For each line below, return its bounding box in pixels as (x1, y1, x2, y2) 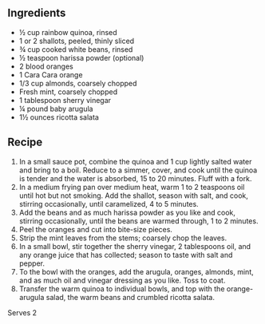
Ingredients (7, 6, 66, 20)
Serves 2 (7, 307, 38, 318)
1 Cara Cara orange (18, 69, 83, 79)
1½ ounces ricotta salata (18, 112, 99, 122)
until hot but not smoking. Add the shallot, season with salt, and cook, (18, 191, 249, 200)
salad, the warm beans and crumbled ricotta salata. (45, 292, 215, 302)
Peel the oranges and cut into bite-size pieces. (18, 224, 173, 234)
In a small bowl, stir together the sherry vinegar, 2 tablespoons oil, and (18, 241, 251, 251)
